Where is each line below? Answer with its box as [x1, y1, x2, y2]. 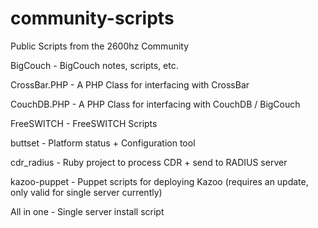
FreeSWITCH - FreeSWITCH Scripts [10, 117, 158, 129]
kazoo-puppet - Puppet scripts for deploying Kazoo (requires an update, [10, 175, 309, 187]
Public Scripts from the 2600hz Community [10, 40, 190, 52]
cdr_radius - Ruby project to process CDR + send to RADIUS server [10, 156, 288, 168]
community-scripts [10, 7, 175, 30]
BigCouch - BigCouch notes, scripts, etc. [10, 59, 179, 71]
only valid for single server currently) [10, 186, 163, 198]
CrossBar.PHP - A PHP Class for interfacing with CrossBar [10, 78, 250, 91]
